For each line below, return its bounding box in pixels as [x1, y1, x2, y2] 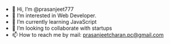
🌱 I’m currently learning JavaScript [11, 18, 97, 25]
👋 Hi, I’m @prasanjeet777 [11, 6, 74, 12]
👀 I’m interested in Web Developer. [11, 12, 97, 19]
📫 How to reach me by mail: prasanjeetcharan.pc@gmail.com [11, 32, 164, 38]
